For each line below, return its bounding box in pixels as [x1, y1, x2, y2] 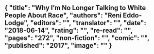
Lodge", [4, 19, 29, 27]
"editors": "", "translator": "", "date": [30, 19, 147, 27]
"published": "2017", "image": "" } [4, 41, 112, 50]
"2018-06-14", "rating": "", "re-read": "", [4, 27, 133, 35]
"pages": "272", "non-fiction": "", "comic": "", [4, 34, 149, 42]
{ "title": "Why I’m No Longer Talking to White [4, 4, 146, 12]
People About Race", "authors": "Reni [4, 12, 122, 20]
